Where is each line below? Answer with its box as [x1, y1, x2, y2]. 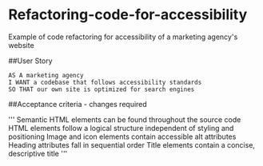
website [8, 40, 34, 49]
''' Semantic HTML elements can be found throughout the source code [8, 114, 241, 125]
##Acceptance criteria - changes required [8, 99, 148, 109]
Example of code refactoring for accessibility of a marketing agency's [8, 32, 238, 41]
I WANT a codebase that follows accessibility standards [8, 78, 202, 86]
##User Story [8, 56, 54, 65]
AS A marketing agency [8, 71, 84, 79]
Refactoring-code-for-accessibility [8, 6, 248, 24]
